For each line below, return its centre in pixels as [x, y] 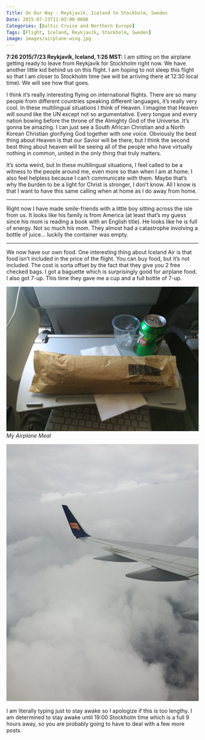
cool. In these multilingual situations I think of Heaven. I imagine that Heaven [102, 108]
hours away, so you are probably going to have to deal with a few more [95, 724]
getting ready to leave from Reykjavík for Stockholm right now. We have [96, 64]
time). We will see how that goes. [48, 83]
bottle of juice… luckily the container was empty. [67, 235]
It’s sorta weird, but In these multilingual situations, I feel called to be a [95, 165]
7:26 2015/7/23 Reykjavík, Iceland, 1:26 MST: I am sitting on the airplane [99, 57]
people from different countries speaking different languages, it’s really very [102, 102]
